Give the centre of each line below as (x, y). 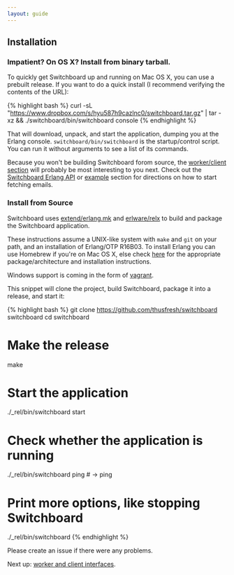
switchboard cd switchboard (48, 317)
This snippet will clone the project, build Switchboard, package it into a (109, 288)
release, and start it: (36, 296)
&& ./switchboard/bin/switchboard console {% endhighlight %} (106, 120)
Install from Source (40, 203)
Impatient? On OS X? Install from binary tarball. (89, 62)
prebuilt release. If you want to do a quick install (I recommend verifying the (116, 85)
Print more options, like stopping (104, 503)
